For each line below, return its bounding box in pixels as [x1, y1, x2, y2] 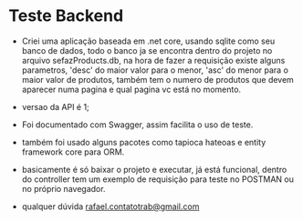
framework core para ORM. [21, 146, 125, 157]
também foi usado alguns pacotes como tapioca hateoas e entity [21, 136, 266, 147]
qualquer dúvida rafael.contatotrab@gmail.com [21, 201, 200, 212]
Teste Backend [8, 5, 124, 26]
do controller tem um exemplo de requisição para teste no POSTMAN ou [21, 174, 294, 185]
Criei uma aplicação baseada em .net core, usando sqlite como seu [21, 35, 276, 46]
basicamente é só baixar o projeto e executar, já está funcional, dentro [21, 164, 287, 175]
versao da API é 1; [21, 101, 90, 112]
